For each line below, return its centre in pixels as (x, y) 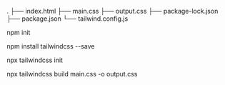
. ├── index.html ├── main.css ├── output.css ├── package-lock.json (112, 11)
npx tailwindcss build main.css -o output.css (72, 74)
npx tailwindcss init (35, 60)
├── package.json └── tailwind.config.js (67, 19)
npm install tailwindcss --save (51, 46)
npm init (19, 32)
